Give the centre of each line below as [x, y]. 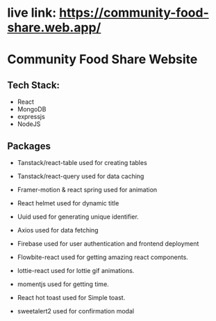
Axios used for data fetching [58, 230]
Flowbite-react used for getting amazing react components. [103, 257]
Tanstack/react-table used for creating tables [82, 163]
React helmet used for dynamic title [68, 203]
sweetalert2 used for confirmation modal [75, 311]
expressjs [31, 117]
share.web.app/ [54, 28]
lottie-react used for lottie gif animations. [76, 271]
